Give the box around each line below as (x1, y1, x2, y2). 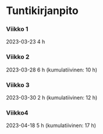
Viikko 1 (6, 25, 29, 33)
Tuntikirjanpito (6, 4, 79, 18)
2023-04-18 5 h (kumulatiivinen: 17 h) (6, 122, 97, 129)
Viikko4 (6, 109, 29, 116)
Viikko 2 (6, 53, 30, 61)
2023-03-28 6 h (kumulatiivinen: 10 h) (6, 66, 98, 73)
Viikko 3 (6, 81, 30, 89)
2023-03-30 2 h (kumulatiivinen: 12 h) (6, 94, 98, 101)
